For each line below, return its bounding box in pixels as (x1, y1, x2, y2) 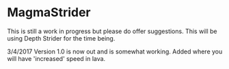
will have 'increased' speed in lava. (7, 54, 106, 62)
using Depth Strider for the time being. (7, 34, 116, 42)
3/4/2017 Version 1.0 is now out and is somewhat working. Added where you (7, 47, 223, 55)
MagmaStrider (7, 5, 91, 20)
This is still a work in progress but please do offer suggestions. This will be (7, 27, 217, 35)
